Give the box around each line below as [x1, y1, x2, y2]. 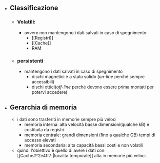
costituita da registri [24, 126, 65, 132]
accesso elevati [24, 137, 56, 143]
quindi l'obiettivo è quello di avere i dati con [17, 147, 105, 153]
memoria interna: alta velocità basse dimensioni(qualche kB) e [24, 122, 150, 127]
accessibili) [31, 79, 55, 84]
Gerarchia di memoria [9, 103, 77, 112]
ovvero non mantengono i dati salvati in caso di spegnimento [24, 29, 147, 36]
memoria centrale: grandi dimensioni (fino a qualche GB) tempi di [24, 132, 156, 138]
